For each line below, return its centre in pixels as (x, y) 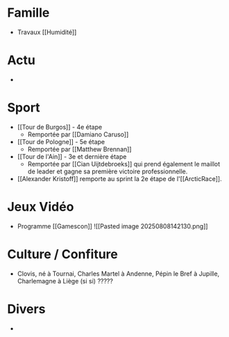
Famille (28, 13)
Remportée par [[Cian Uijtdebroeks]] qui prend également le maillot (124, 164)
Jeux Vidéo (41, 207)
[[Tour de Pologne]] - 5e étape (61, 141)
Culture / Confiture (62, 254)
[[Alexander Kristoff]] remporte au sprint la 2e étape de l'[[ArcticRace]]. (119, 178)
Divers (26, 309)
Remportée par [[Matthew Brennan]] (79, 149)
